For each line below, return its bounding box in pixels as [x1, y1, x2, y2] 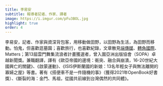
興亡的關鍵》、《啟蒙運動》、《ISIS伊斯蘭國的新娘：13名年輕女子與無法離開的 [9, 64, 159, 69]
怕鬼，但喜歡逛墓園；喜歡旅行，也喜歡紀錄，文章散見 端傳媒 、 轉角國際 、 [13, 45, 159, 51]
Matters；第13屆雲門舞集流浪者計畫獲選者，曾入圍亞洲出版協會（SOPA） [5, 52, 152, 57]
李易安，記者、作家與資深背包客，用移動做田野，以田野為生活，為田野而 [5, 39, 150, 45]
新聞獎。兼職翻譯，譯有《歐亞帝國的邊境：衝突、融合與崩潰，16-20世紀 [9, 57, 154, 63]
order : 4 [5, 25, 23, 30]
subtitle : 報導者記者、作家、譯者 [5, 12, 67, 17]
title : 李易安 [5, 7, 32, 12]
